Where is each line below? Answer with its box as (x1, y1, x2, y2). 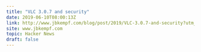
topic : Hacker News (6, 31, 55, 37)
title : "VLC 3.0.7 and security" (6, 8, 90, 15)
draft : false (6, 36, 39, 42)
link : (6, 20, 20, 26)
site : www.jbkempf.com (6, 25, 63, 32)
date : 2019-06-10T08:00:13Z (6, 14, 77, 20)
